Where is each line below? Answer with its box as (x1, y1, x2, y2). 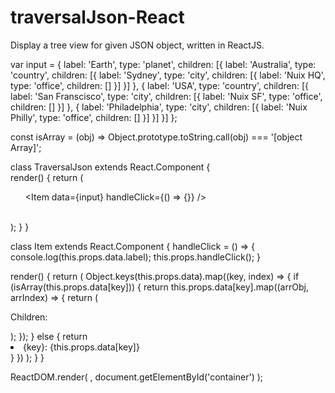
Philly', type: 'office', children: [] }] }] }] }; (10, 111, 178, 123)
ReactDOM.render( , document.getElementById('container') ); (10, 371, 264, 383)
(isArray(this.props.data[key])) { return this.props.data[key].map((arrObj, (10, 281, 309, 293)
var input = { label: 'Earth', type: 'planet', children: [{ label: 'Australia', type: (10, 58, 317, 70)
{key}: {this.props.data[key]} (23, 341, 140, 353)
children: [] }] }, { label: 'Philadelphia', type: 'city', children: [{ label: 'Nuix (10, 101, 308, 113)
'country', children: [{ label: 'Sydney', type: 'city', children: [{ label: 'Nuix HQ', (10, 69, 326, 81)
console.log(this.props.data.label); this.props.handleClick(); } (10, 251, 262, 263)
